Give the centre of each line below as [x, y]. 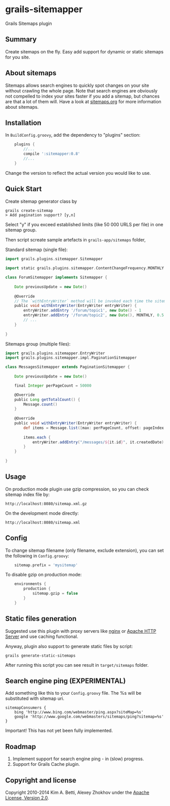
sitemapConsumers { [26, 708]
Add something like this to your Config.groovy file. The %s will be [73, 693]
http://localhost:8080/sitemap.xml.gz [46, 504]
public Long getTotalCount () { [47, 399]
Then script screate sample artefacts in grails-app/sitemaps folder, [75, 239]
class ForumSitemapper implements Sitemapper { [56, 277]
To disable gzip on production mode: [44, 575]
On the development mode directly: [42, 513]
